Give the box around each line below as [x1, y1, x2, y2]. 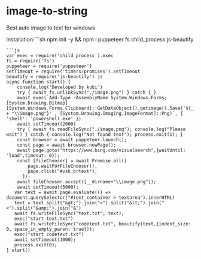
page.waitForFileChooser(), [28, 163, 98, 169]
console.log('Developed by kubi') [17, 84, 103, 90]
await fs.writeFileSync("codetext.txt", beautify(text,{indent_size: [14, 221, 191, 227]
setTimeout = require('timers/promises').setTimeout [6, 68, 141, 75]
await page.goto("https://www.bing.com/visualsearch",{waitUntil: [17, 147, 186, 153]
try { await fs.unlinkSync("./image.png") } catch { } [17, 89, 157, 96]
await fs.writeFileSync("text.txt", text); [14, 210, 124, 216]
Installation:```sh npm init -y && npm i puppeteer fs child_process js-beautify [6, 35, 194, 43]
